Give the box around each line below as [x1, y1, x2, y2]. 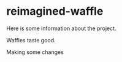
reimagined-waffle [6, 4, 104, 18]
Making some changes [6, 48, 64, 56]
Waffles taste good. [6, 36, 56, 44]
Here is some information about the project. [6, 25, 116, 32]
